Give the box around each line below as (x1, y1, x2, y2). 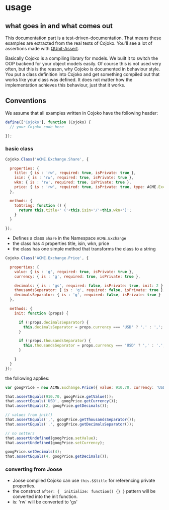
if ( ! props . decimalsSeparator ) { (18, 320, 89, 325)
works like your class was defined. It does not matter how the (5, 77, 133, 82)
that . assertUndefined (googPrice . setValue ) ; (5, 436, 98, 441)
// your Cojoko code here (10, 124, 64, 129)
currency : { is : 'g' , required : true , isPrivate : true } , (14, 274, 141, 279)
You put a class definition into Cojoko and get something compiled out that (5, 71, 160, 77)
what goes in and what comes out (5, 22, 113, 30)
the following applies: (5, 375, 50, 381)
